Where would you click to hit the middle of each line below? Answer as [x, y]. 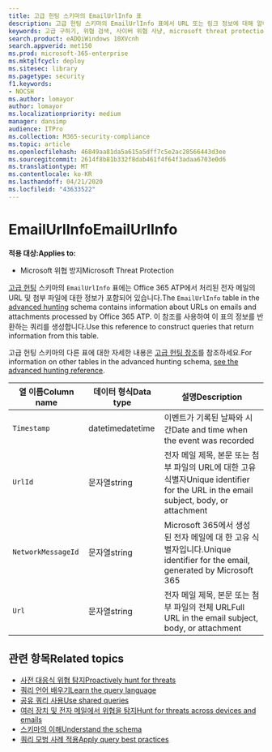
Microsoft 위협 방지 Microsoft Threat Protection [97, 270]
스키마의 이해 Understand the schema [81, 729]
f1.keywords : [30, 84]
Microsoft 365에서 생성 [207, 525]
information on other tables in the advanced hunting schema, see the [123, 361]
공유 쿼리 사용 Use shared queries [74, 700]
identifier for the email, [207, 560]
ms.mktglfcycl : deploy [47, 62]
